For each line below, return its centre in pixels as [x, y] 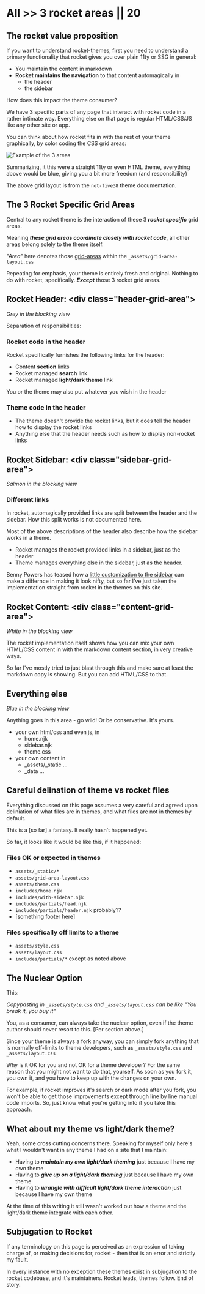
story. [14, 1284]
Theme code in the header [46, 407]
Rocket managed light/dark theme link [64, 380]
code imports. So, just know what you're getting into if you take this [91, 1103]
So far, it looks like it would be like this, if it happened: [74, 842]
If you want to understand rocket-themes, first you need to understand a [97, 50]
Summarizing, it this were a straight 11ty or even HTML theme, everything [98, 167]
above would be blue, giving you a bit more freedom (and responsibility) [97, 174]
